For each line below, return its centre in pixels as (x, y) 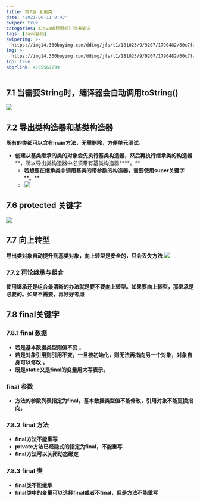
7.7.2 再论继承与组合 (35, 272)
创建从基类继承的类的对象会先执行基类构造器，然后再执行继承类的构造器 (103, 155)
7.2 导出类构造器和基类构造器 (60, 127)
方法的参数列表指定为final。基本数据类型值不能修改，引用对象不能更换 (101, 401)
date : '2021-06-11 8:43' (37, 17)
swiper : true (22, 23)
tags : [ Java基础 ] (27, 34)
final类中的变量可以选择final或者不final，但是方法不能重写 (87, 492)
